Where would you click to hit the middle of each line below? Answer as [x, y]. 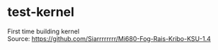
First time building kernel [44, 31]
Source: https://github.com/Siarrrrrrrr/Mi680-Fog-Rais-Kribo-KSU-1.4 [109, 38]
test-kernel [41, 12]
